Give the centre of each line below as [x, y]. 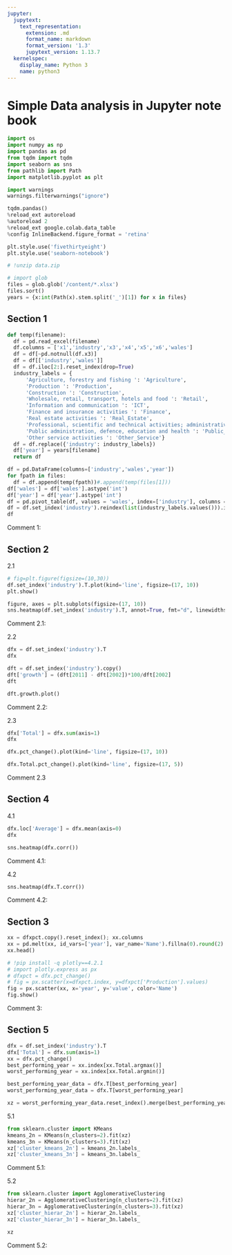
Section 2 [28, 549]
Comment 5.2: [27, 1245]
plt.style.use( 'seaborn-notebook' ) [58, 253]
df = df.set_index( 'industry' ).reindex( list [72, 508]
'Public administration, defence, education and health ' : [112, 431]
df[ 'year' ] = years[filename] [57, 451]
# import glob [28, 278]
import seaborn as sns [40, 164]
